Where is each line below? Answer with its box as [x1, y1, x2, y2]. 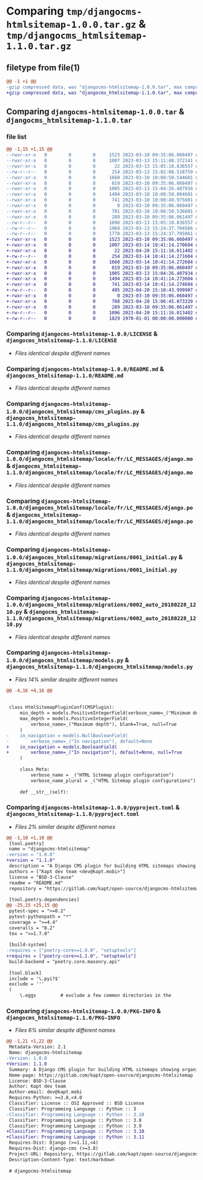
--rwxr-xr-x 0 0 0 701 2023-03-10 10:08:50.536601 [6, 208, 193, 214]
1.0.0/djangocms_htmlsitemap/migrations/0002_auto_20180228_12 [6, 602, 196, 608]
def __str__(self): [19, 789, 69, 795]
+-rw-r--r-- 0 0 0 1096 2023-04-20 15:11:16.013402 [6, 310, 193, 316]
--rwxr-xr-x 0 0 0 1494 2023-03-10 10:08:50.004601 [6, 191, 193, 197]
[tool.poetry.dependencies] [8, 897, 80, 903]
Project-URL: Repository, [8, 1151, 74, 1157]
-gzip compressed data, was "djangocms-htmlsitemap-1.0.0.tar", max [6, 84, 182, 90]
